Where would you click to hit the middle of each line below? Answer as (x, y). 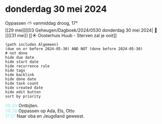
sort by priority (23, 96)
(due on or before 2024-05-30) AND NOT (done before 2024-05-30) (74, 49)
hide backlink (20, 75)
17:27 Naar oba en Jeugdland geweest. (45, 116)
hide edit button (23, 92)
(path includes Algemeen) (32, 44)
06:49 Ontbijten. (22, 105)
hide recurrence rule (27, 66)
